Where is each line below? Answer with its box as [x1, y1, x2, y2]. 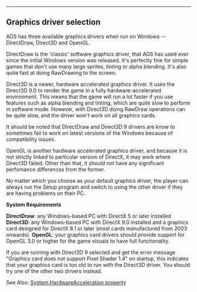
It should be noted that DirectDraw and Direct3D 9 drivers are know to [6, 123, 175, 130]
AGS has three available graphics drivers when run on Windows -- [6, 33, 166, 40]
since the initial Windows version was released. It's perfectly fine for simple [6, 56, 189, 63]
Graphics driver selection [6, 17, 101, 27]
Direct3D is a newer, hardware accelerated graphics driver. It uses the [6, 80, 175, 88]
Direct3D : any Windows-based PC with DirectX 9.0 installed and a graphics [6, 219, 189, 226]
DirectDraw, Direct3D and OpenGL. [6, 39, 91, 46]
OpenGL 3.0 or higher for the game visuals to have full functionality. [6, 237, 170, 244]
